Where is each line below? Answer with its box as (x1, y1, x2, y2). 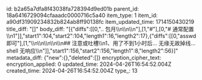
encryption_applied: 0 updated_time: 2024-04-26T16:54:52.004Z (6, 60, 171, 68)
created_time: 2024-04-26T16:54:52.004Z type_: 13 (6, 67, 138, 74)
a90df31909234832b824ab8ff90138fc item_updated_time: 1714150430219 (6, 18, 195, 25)
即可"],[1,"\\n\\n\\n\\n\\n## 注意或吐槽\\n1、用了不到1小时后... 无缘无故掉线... (6, 40, 196, 46)
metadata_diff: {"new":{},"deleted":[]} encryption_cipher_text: (6, 54, 162, 61)
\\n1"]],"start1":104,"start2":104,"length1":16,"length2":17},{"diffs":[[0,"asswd (6, 32, 196, 39)
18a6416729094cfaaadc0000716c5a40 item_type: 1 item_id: (6, 12, 158, 19)
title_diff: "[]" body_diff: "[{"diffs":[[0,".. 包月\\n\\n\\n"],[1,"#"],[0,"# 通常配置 (6, 26, 195, 32)
